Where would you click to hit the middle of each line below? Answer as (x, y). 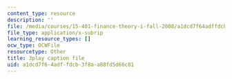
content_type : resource (41, 13)
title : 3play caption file (46, 58)
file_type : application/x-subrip (55, 33)
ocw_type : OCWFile (33, 45)
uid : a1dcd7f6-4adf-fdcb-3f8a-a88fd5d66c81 (71, 65)
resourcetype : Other (37, 52)
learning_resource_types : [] (49, 39)
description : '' (30, 20)
